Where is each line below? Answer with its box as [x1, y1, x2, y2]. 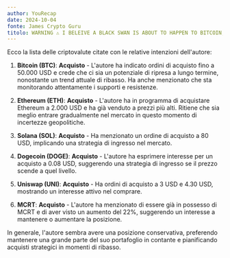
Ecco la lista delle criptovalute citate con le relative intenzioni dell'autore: [7, 48, 212, 56]
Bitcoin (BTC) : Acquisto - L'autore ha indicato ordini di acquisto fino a [16, 61, 214, 69]
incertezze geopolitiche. [16, 118, 86, 127]
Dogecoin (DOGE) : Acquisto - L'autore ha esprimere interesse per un [16, 152, 214, 161]
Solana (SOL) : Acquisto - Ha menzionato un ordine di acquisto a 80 [16, 132, 209, 140]
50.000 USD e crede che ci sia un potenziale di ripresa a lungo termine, [16, 69, 219, 77]
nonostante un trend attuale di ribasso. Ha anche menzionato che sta [16, 76, 212, 84]
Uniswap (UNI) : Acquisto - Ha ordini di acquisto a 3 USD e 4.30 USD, [16, 180, 214, 189]
